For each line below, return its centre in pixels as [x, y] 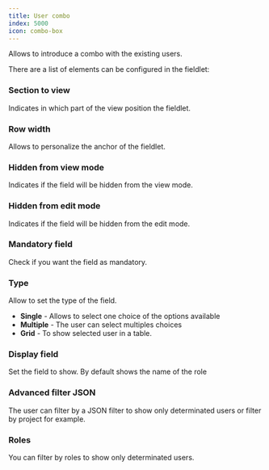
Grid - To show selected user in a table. [86, 334]
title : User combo [39, 16]
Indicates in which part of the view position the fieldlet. [100, 108]
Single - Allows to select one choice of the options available [120, 317]
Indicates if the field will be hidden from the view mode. [101, 185]
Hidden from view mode [57, 167]
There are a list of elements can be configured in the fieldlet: [109, 69]
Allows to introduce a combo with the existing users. [96, 54]
